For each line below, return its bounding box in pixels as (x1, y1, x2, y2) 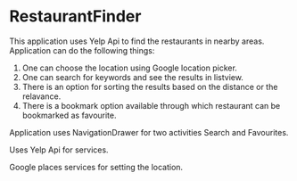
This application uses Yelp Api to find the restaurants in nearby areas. (9, 36, 265, 46)
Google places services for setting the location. (9, 161, 184, 172)
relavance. (21, 91, 62, 102)
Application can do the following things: (9, 45, 155, 55)
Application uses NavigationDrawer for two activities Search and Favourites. (9, 127, 289, 137)
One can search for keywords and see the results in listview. (21, 71, 243, 82)
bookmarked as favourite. (21, 110, 118, 120)
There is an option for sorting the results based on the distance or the (21, 81, 278, 92)
